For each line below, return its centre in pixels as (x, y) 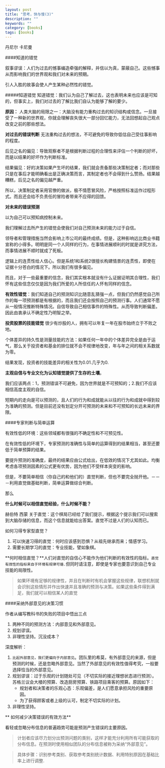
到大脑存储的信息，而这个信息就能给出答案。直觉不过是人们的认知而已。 (78, 520)
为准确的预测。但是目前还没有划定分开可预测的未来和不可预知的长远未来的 (80, 406)
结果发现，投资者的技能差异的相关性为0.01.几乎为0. (57, 362)
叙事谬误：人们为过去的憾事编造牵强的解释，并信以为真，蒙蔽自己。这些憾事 (82, 68)
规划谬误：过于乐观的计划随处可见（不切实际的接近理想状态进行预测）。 (84, 676)
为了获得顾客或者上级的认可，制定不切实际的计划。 (71, 700)
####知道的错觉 (21, 58)
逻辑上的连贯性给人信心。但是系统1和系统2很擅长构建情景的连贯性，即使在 (81, 261)
